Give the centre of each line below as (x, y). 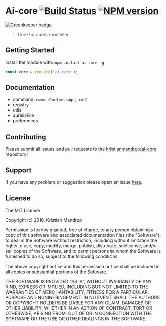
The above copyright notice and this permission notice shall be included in (82, 266)
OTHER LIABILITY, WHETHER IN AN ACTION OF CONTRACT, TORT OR (79, 308)
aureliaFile (23, 115)
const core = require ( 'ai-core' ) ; (42, 72)
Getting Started (30, 50)
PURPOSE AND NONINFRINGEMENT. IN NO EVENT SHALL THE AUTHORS (83, 297)
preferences (25, 121)
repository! (17, 154)
